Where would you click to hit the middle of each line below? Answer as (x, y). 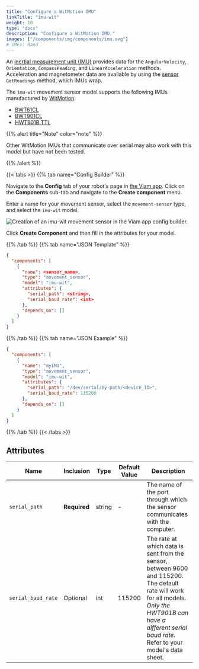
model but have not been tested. (46, 151)
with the (158, 522)
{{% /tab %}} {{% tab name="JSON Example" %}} (67, 338)
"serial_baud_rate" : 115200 (62, 393)
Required (76, 507)
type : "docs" (22, 28)
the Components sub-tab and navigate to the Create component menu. (94, 192)
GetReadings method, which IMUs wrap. (54, 80)
